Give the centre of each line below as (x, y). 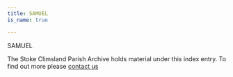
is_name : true (28, 20)
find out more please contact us (53, 66)
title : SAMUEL (28, 13)
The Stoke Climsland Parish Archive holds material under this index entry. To (117, 58)
